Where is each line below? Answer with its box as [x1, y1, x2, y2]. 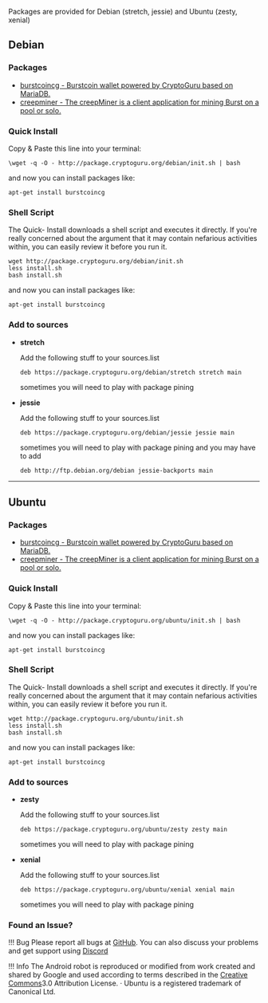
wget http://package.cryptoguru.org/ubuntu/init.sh [8, 714, 183, 722]
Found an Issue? [8, 920, 73, 931]
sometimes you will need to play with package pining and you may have [19, 442, 256, 452]
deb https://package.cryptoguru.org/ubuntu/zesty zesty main [19, 825, 228, 834]
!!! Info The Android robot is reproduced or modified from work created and [8, 962, 255, 971]
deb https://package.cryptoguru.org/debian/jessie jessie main [19, 428, 235, 437]
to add [19, 450, 41, 461]
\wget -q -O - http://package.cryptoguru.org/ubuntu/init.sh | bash [8, 616, 241, 624]
